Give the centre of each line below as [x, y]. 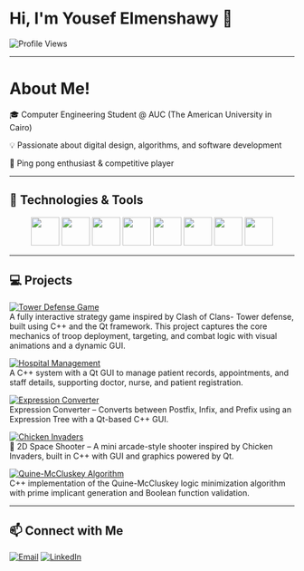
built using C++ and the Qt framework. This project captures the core [138, 326]
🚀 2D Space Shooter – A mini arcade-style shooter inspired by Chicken [141, 446]
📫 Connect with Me [66, 531]
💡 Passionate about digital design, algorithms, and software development [146, 145]
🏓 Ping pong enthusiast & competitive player [92, 163]
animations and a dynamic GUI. [67, 345]
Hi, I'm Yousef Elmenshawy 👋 [121, 19]
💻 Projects [41, 281]
